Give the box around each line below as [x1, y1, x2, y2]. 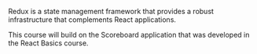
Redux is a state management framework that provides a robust [8, 7, 215, 16]
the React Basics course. [8, 38, 89, 48]
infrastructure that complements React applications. [8, 15, 177, 24]
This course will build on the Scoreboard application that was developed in [8, 31, 250, 39]
